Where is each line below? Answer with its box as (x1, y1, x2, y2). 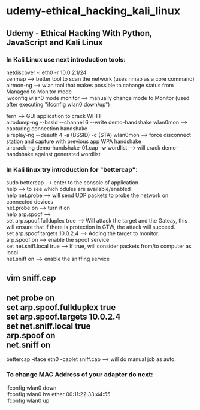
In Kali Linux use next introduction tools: (6, 55, 126, 63)
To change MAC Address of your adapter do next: (6, 370, 153, 379)
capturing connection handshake (6, 124, 88, 132)
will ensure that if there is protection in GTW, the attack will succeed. (6, 223, 175, 231)
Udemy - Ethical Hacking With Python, (6, 28, 153, 38)
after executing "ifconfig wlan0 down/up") (6, 101, 110, 108)
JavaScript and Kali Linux (6, 37, 104, 47)
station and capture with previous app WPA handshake (6, 138, 142, 145)
